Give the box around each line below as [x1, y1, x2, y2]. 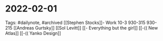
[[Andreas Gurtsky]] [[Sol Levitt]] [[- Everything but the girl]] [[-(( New [13, 24, 158, 30]
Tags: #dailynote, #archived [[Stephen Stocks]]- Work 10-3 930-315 [5, 19, 146, 25]
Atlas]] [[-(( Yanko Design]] [5, 30, 61, 36]
